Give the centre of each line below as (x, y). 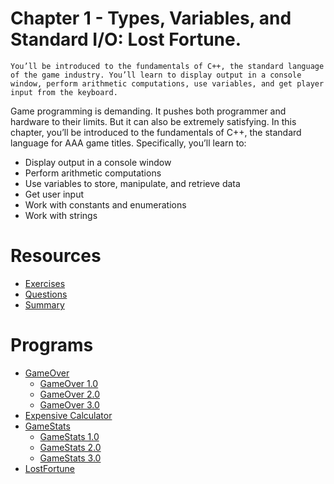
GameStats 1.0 (69, 436)
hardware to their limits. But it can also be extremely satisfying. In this (153, 121)
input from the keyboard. (64, 92)
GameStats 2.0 (70, 447)
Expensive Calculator (68, 415)
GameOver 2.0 (70, 394)
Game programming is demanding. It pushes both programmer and (148, 111)
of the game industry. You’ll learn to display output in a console (156, 75)
